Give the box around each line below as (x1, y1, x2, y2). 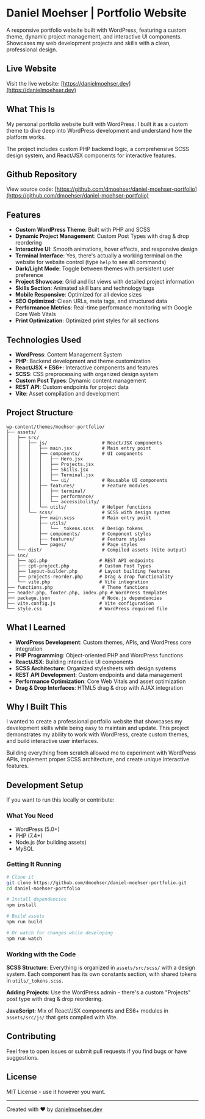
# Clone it (6, 874, 34, 880)
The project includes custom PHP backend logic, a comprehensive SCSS (6, 145, 190, 152)
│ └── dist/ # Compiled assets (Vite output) (6, 547, 187, 553)
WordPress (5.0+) (15, 825, 60, 833)
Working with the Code (6, 950, 76, 958)
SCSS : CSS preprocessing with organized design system (15, 371, 159, 377)
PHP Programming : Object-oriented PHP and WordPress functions (15, 651, 183, 659)
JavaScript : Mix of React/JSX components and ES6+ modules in (6, 1007, 169, 1014)
